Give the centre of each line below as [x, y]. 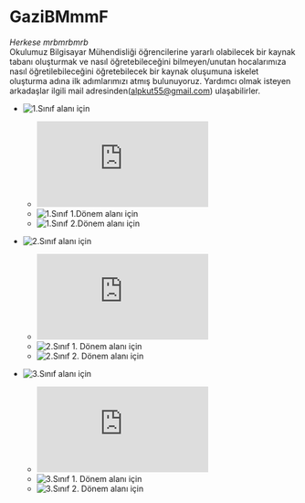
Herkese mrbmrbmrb [49, 42]
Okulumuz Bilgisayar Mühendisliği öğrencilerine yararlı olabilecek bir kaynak [152, 51]
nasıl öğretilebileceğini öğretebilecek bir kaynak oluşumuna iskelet [134, 71]
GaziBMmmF [59, 17]
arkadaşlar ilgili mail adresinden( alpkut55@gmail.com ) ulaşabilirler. [135, 91]
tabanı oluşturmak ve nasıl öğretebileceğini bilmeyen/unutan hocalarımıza [148, 61]
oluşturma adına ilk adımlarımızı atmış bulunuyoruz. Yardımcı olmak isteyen [150, 80]
